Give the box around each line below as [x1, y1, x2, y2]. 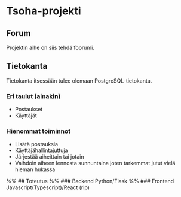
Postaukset [14, 106, 43, 113]
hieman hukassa [14, 166, 56, 173]
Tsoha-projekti [6, 4, 82, 18]
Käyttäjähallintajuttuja [14, 147, 68, 154]
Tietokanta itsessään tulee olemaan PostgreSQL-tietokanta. [6, 77, 152, 84]
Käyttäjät [14, 112, 37, 119]
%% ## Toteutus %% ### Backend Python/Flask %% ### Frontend [6, 178, 174, 185]
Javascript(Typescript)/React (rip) [6, 184, 90, 191]
